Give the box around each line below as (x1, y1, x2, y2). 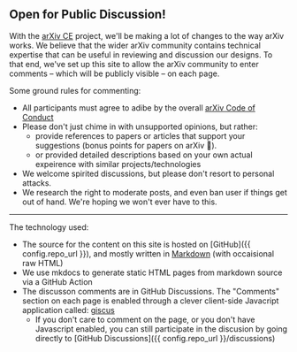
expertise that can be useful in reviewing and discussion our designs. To (9, 49, 273, 60)
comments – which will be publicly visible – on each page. (9, 68, 220, 79)
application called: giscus (21, 304, 115, 315)
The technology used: (9, 221, 89, 233)
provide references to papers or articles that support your (34, 130, 246, 141)
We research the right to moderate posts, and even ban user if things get (21, 187, 287, 197)
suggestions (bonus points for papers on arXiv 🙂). (34, 140, 217, 150)
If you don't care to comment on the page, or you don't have (34, 314, 255, 325)
